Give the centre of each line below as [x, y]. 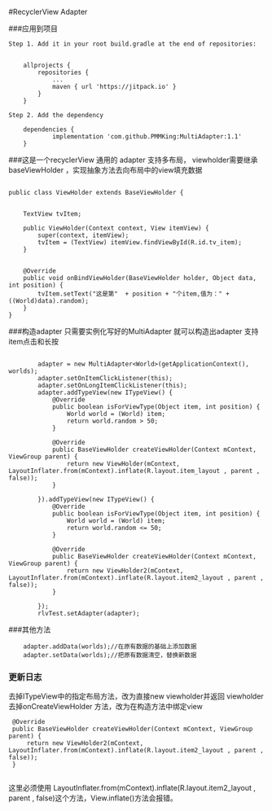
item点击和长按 [34, 342]
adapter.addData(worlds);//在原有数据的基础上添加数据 [110, 647]
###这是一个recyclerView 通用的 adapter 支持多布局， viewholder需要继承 [133, 160]
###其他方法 [30, 629]
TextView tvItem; [53, 214]
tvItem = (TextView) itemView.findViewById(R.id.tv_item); [140, 243]
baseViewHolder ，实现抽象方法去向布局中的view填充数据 [105, 170]
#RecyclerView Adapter [48, 12]
